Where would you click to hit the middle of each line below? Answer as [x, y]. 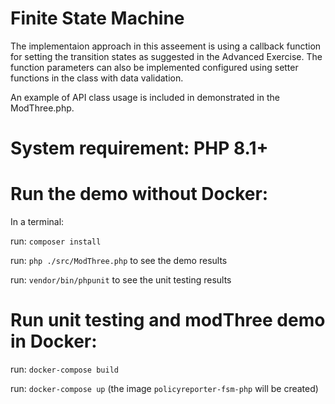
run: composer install [56, 241]
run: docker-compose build [64, 369]
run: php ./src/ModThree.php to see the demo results [119, 261]
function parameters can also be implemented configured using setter [154, 67]
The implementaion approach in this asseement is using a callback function [166, 46]
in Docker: [54, 341]
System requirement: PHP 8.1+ [139, 148]
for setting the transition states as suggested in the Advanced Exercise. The [166, 56]
